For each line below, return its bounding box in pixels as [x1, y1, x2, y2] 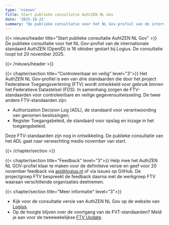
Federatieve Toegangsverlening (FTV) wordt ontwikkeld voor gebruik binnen [5, 81, 163, 87]
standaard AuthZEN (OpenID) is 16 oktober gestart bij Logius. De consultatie [5, 46, 163, 52]
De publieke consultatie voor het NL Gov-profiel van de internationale [5, 41, 149, 47]
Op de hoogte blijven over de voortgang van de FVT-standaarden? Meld [12, 209, 162, 215]
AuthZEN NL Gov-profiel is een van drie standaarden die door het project [5, 76, 157, 82]
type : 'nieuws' [5, 7, 37, 13]
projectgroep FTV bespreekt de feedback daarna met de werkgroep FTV [5, 174, 156, 180]
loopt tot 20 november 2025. [5, 51, 65, 57]
